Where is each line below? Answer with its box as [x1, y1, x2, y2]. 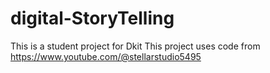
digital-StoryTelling [10, 7, 175, 30]
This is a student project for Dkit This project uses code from [10, 40, 261, 52]
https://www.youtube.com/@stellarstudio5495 [10, 50, 202, 62]
